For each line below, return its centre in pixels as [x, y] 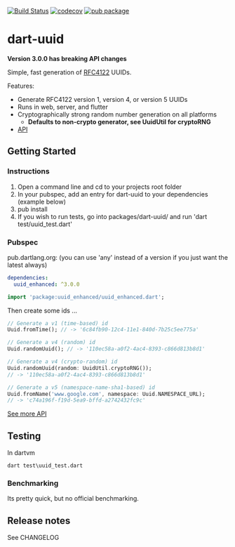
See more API [27, 414]
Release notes [39, 521]
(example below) [42, 202]
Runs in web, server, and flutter [63, 107]
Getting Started [42, 151]
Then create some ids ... [42, 310]
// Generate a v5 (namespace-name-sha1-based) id [81, 387]
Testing [24, 436]
